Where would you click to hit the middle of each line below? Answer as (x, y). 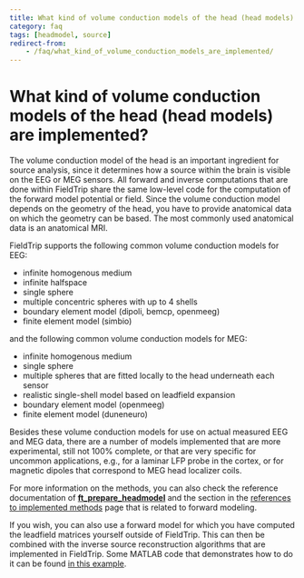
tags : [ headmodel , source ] (60, 35)
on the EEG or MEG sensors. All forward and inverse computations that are (149, 180)
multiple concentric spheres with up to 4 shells (110, 302)
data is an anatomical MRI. (59, 228)
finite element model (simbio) (77, 321)
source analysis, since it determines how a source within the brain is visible (150, 170)
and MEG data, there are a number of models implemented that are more (145, 442)
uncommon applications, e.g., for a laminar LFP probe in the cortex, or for (147, 461)
